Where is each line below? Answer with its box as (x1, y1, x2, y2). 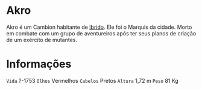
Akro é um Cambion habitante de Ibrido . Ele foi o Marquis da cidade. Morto (6, 23, 192, 31)
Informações (6, 58, 72, 71)
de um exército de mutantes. (6, 36, 77, 43)
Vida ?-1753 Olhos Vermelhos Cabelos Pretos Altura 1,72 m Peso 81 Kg (6, 77, 179, 84)
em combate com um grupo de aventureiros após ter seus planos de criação (6, 29, 197, 37)
